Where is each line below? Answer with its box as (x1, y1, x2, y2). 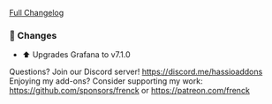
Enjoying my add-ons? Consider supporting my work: (9, 76, 203, 86)
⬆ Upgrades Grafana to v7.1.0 (21, 49, 131, 60)
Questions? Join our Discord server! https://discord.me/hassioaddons (9, 66, 263, 78)
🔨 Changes (9, 29, 57, 41)
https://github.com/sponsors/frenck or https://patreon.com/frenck (9, 85, 250, 96)
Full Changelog (9, 8, 64, 18)
